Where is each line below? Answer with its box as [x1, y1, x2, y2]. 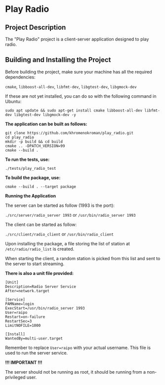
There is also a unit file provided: [5, 270, 74, 276]
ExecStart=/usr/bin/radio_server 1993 [5, 306, 85, 310]
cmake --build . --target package [5, 184, 77, 189]
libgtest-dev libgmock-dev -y [14, 112, 77, 117]
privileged [5, 374, 26, 380]
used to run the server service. [5, 349, 68, 356]
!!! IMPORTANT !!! [5, 359, 42, 365]
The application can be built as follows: [5, 121, 87, 127]
